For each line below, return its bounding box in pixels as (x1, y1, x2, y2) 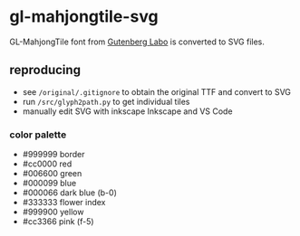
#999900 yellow (22, 206, 84, 218)
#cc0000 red (22, 158, 73, 169)
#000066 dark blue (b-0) (22, 187, 118, 198)
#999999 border (22, 149, 85, 160)
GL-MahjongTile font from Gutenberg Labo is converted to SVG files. (9, 36, 266, 47)
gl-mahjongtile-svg (9, 6, 159, 27)
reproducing (9, 62, 82, 78)
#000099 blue (22, 178, 77, 189)
